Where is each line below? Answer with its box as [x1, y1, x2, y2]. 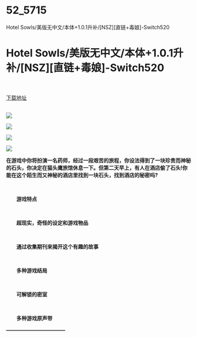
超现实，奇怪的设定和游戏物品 [16, 219, 89, 226]
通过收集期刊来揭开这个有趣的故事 [16, 243, 98, 250]
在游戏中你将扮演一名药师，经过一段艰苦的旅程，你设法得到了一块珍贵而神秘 [6, 157, 191, 164]
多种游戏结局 [16, 267, 47, 274]
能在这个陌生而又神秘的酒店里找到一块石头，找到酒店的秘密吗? [6, 171, 158, 178]
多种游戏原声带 [16, 315, 53, 322]
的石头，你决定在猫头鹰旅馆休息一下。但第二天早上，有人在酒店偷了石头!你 [6, 164, 188, 171]
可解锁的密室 [16, 291, 47, 298]
